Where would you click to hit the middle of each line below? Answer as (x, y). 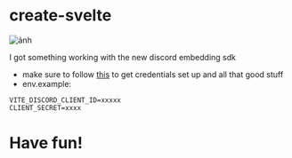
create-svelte (61, 16)
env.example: (47, 83)
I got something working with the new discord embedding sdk (123, 57)
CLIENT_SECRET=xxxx (45, 107)
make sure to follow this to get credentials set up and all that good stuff (153, 74)
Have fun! (46, 143)
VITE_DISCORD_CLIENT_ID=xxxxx (65, 100)
